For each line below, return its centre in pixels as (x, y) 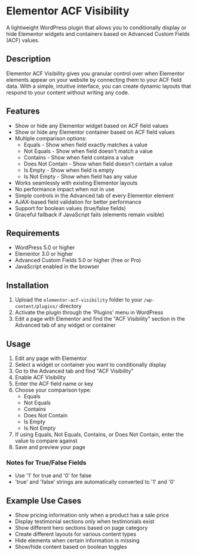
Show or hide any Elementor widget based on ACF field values (92, 125)
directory (70, 306)
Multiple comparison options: (51, 138)
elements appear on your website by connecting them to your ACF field (94, 79)
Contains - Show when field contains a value (79, 157)
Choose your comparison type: (53, 390)
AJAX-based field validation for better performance (78, 202)
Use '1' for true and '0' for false (53, 475)
